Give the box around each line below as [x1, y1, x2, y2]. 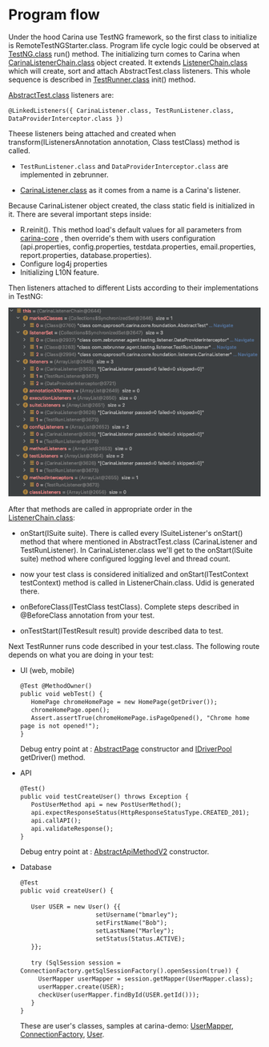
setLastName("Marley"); [95, 927, 175, 935]
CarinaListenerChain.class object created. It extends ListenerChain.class [8, 58, 248, 67]
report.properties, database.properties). [19, 250, 152, 260]
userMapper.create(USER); [38, 983, 125, 991]
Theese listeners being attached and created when [8, 128, 176, 138]
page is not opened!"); [19, 723, 100, 731]
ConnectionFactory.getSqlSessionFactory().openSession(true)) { [19, 967, 239, 975]
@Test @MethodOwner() [19, 683, 92, 691]
